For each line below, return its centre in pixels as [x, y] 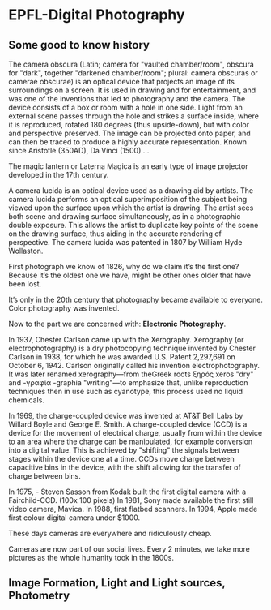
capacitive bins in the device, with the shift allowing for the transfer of [125, 467]
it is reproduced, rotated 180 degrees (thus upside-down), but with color [129, 125]
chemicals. [26, 400]
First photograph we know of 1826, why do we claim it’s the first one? [124, 266]
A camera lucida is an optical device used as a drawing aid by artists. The [131, 191]
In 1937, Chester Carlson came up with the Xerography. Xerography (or [126, 339]
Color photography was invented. [64, 308]
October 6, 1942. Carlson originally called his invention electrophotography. [134, 365]
